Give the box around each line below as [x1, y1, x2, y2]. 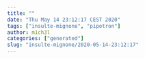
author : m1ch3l [7, 28, 51, 36]
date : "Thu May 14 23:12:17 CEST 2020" [7, 16, 121, 23]
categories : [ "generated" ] [7, 35, 84, 42]
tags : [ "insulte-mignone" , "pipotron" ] [7, 22, 121, 29]
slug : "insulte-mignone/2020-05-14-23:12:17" [7, 41, 139, 48]
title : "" [7, 9, 36, 17]
